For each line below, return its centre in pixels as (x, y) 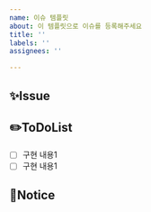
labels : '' (30, 43)
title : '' (28, 34)
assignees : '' (36, 51)
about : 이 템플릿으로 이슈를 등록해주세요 (75, 26)
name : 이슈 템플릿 (39, 18)
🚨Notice (32, 195)
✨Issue (30, 96)
